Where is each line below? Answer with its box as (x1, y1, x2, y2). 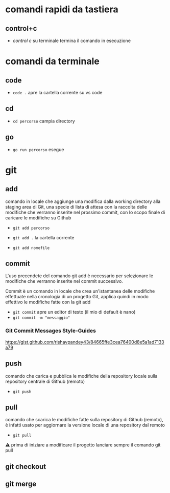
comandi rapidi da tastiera (5, 4, 118, 15)
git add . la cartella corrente (12, 234, 75, 240)
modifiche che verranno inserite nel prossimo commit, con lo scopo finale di (5, 209, 165, 215)
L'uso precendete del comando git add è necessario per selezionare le (5, 273, 154, 279)
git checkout (5, 462, 46, 471)
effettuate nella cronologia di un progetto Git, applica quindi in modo (5, 294, 149, 300)
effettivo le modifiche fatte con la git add (5, 299, 91, 305)
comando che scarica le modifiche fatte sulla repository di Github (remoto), (5, 417, 163, 423)
